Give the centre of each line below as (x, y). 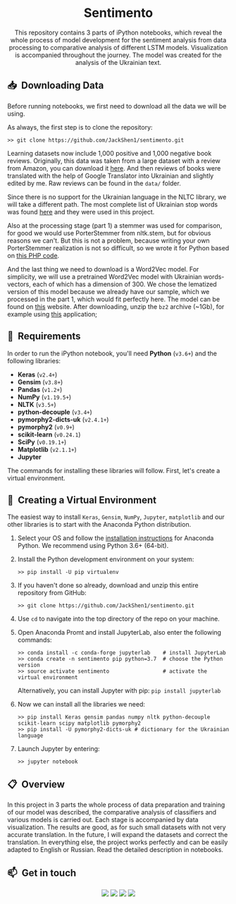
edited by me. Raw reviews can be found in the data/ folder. (94, 183)
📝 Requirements (44, 336)
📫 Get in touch (42, 873)
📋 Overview (36, 784)
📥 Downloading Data (56, 86)
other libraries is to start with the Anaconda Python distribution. (99, 525)
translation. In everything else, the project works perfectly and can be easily (118, 842)
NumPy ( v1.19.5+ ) (44, 397)
